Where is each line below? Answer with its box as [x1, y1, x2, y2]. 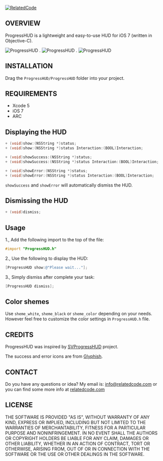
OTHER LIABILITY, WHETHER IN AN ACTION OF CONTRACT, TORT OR [5, 441, 150, 447]
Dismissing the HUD [5, 196, 69, 205]
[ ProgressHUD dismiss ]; [5, 283, 55, 289]
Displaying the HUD [5, 128, 67, 136]
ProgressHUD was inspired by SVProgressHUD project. [5, 344, 118, 350]
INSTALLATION [5, 62, 53, 70]
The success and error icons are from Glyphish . [5, 353, 103, 359]
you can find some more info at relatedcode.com [5, 387, 105, 393]
